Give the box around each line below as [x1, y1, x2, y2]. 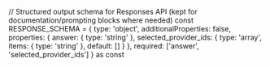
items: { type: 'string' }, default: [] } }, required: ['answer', [8, 41, 199, 51]
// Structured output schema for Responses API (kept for [8, 7, 198, 16]
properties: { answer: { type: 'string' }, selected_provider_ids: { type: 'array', [8, 32, 263, 42]
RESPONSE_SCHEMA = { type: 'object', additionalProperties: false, [8, 24, 232, 33]
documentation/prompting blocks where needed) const [8, 15, 194, 25]
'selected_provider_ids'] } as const [8, 50, 124, 59]
